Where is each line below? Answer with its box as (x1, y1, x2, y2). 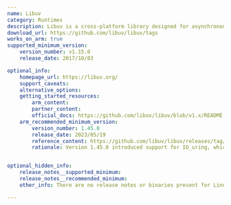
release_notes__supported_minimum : (19, 169, 122, 176)
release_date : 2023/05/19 (32, 131, 107, 138)
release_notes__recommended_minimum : (19, 175, 128, 182)
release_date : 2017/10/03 (19, 55, 94, 62)
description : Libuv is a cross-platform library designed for (7, 23, 189, 30)
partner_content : (32, 106, 81, 113)
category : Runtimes (7, 17, 63, 23)
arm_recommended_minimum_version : (19, 118, 118, 125)
